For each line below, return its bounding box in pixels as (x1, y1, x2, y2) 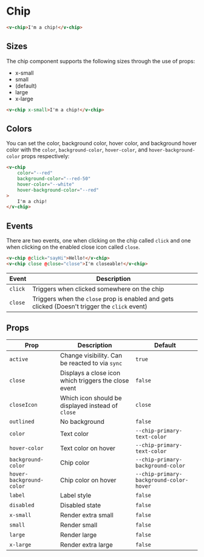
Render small (59, 521, 98, 529)
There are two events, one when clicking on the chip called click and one (6, 237, 191, 244)
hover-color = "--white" (17, 181, 75, 187)
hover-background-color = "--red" (17, 187, 99, 193)
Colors (6, 123, 32, 134)
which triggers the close (59, 376, 129, 384)
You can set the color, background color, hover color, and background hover (6, 140, 197, 147)
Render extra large (59, 540, 114, 548)
